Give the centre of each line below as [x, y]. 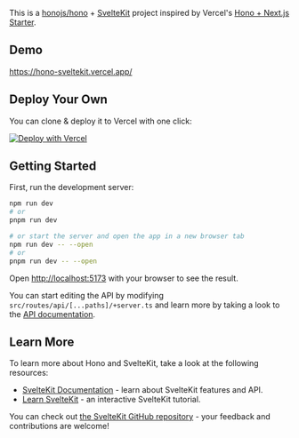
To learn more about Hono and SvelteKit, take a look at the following [134, 363]
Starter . [23, 22]
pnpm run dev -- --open [53, 261]
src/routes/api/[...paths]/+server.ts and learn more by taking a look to [145, 305]
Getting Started [53, 167]
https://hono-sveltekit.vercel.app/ [71, 71]
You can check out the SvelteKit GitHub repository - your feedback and [140, 417]
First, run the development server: [72, 187]
